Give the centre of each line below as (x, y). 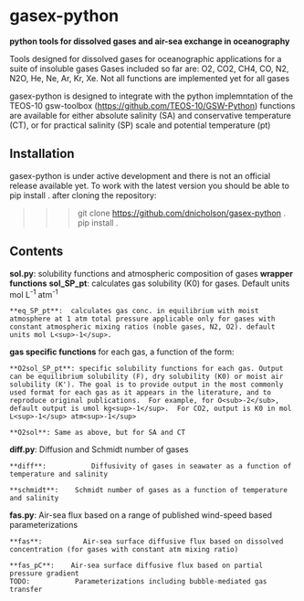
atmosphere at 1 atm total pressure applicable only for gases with (142, 319)
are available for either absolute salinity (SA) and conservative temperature (151, 115)
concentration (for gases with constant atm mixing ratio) (124, 550)
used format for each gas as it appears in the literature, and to (141, 393)
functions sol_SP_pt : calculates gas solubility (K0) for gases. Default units (150, 283)
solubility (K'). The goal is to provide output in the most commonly (147, 385)
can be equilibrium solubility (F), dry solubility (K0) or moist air (147, 377)
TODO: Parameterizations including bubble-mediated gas (138, 582)
